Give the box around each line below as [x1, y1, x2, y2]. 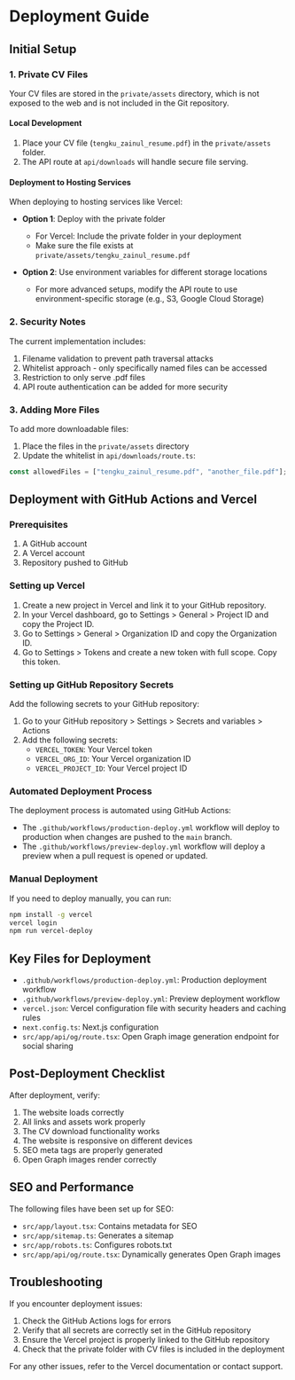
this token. [21, 656, 61, 667]
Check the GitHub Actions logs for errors [21, 1315, 172, 1326]
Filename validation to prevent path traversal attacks [21, 353, 214, 364]
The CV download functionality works [21, 1125, 160, 1136]
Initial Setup [9, 42, 77, 57]
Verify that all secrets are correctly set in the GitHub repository [21, 1324, 252, 1336]
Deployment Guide [9, 6, 150, 27]
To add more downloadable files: [9, 423, 129, 434]
